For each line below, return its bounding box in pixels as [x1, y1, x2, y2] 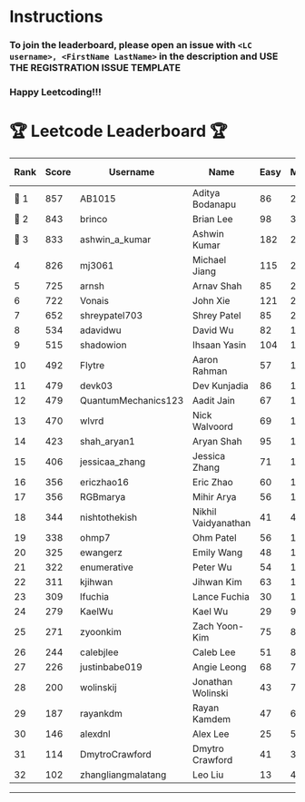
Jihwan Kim [192, 575, 242, 588]
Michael [192, 253, 227, 266]
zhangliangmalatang [80, 768, 167, 781]
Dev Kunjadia [192, 379, 250, 392]
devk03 [80, 379, 113, 392]
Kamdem [192, 712, 231, 725]
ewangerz [80, 546, 123, 559]
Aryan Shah [192, 435, 242, 447]
